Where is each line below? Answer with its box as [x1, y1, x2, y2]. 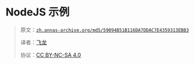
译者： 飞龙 [20, 39, 47, 46]
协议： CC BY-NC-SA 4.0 [20, 51, 81, 58]
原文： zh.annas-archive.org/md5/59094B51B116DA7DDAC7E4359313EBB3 [20, 26, 189, 33]
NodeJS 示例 [5, 5, 70, 19]
